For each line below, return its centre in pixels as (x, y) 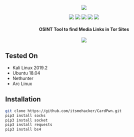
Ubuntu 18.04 (26, 73)
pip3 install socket (27, 120)
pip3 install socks (25, 115)
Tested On (22, 56)
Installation (23, 99)
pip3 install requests (29, 125)
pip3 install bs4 (23, 129)
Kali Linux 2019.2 (30, 68)
